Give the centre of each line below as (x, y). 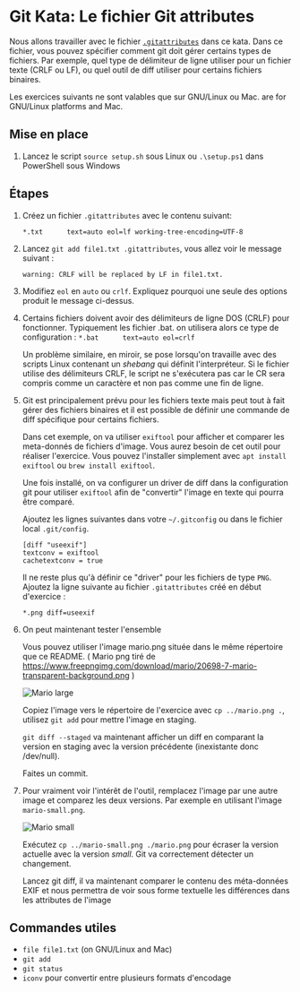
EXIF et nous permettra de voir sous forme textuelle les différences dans (156, 890)
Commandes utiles (63, 928)
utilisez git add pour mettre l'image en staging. (109, 720)
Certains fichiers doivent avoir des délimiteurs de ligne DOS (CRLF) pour (156, 318)
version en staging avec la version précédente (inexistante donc (141, 746)
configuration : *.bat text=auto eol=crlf (108, 337)
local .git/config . (56, 528)
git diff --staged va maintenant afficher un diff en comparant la (143, 737)
